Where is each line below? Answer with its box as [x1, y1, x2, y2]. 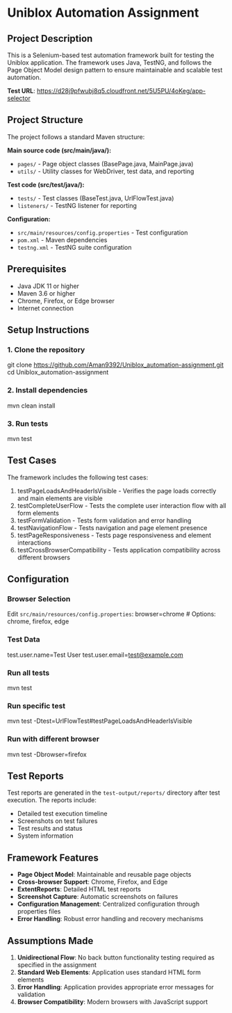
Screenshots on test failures [17, 817, 98, 825]
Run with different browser [7, 734, 99, 744]
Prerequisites [7, 263, 67, 276]
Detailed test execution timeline [17, 809, 108, 818]
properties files [17, 907, 61, 916]
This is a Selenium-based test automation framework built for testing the [7, 51, 215, 59]
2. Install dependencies [7, 385, 88, 395]
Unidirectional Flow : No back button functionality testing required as [17, 953, 215, 962]
